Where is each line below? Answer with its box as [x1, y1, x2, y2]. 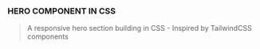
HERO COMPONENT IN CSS [7, 6, 116, 17]
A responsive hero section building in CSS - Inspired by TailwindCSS [26, 24, 252, 33]
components [26, 32, 69, 41]
